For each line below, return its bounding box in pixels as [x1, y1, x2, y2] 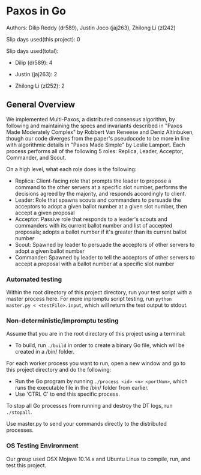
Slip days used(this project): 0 [6, 35, 80, 43]
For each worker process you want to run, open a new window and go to [6, 360, 186, 367]
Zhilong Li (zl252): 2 [14, 82, 65, 89]
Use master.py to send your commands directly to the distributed [6, 420, 167, 428]
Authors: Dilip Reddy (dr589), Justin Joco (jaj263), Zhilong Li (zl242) [6, 24, 176, 31]
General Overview [6, 100, 76, 110]
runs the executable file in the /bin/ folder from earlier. [14, 384, 149, 392]
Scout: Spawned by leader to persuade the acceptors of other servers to [14, 241, 195, 248]
